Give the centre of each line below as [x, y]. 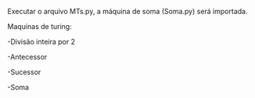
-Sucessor [24, 72]
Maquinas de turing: [40, 26]
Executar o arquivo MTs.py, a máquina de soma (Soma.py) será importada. [127, 11]
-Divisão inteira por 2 [41, 42]
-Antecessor [27, 57]
